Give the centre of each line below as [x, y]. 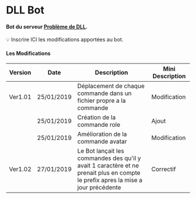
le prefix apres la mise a [110, 180]
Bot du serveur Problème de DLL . [47, 26]
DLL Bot [25, 10]
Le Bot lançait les [101, 151]
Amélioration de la [102, 134]
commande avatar [102, 141]
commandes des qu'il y [109, 158]
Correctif [164, 169]
